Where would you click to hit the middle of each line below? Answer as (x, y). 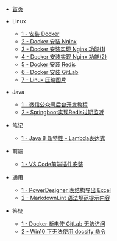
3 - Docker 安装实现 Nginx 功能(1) (63, 49)
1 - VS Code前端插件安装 (52, 164)
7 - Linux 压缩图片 (44, 80)
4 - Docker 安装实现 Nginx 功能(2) (64, 57)
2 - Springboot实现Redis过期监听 (62, 112)
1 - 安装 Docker (40, 34)
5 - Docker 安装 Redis (48, 64)
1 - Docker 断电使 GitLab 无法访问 (63, 224)
